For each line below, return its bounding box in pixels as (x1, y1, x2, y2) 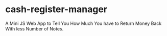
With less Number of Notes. (5, 25, 64, 31)
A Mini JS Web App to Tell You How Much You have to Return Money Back (5, 20, 162, 26)
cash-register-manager (5, 4, 107, 15)
